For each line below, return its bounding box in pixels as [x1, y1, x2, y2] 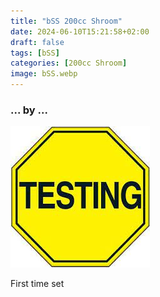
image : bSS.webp [10, 69, 78, 79]
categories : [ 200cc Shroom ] [10, 58, 128, 69]
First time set [10, 278, 65, 290]
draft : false [10, 37, 65, 47]
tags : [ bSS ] [10, 48, 60, 58]
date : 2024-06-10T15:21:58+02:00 [10, 26, 150, 37]
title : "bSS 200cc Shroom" [10, 16, 123, 26]
